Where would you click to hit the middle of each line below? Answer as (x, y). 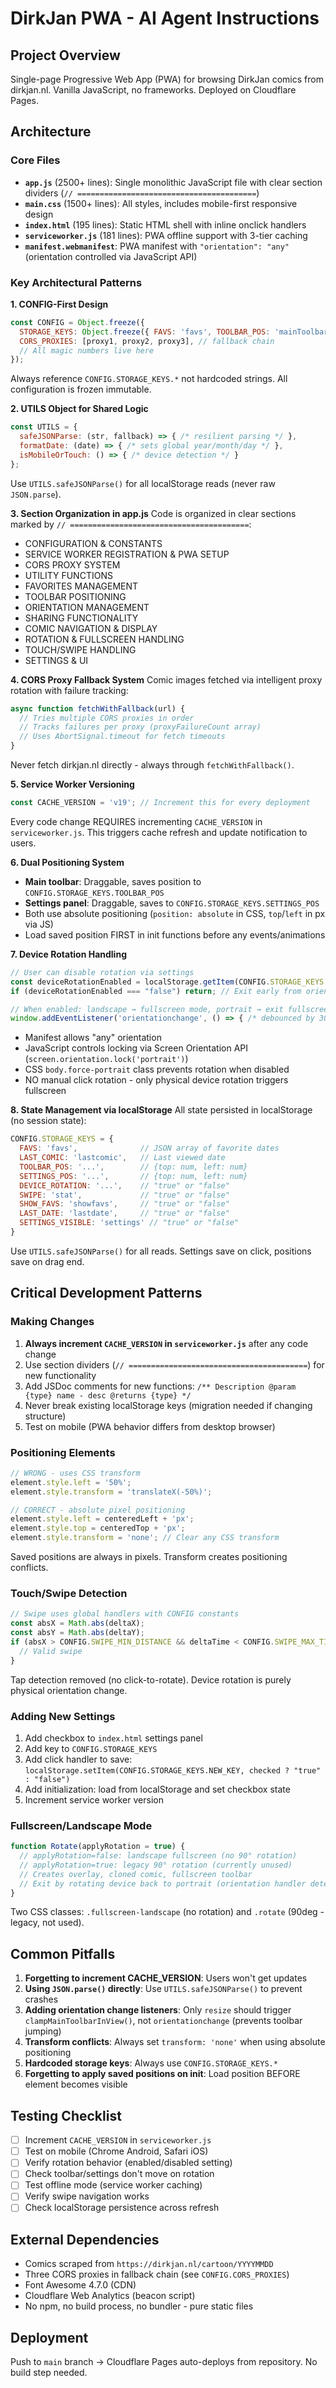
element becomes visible (76, 2084)
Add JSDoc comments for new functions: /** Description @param (160, 1386)
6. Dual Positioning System (67, 862)
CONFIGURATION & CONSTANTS (93, 543)
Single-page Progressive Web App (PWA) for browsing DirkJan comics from (167, 79)
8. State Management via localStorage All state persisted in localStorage (161, 1110)
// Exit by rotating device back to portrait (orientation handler (163, 1883)
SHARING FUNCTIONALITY (81, 618)
